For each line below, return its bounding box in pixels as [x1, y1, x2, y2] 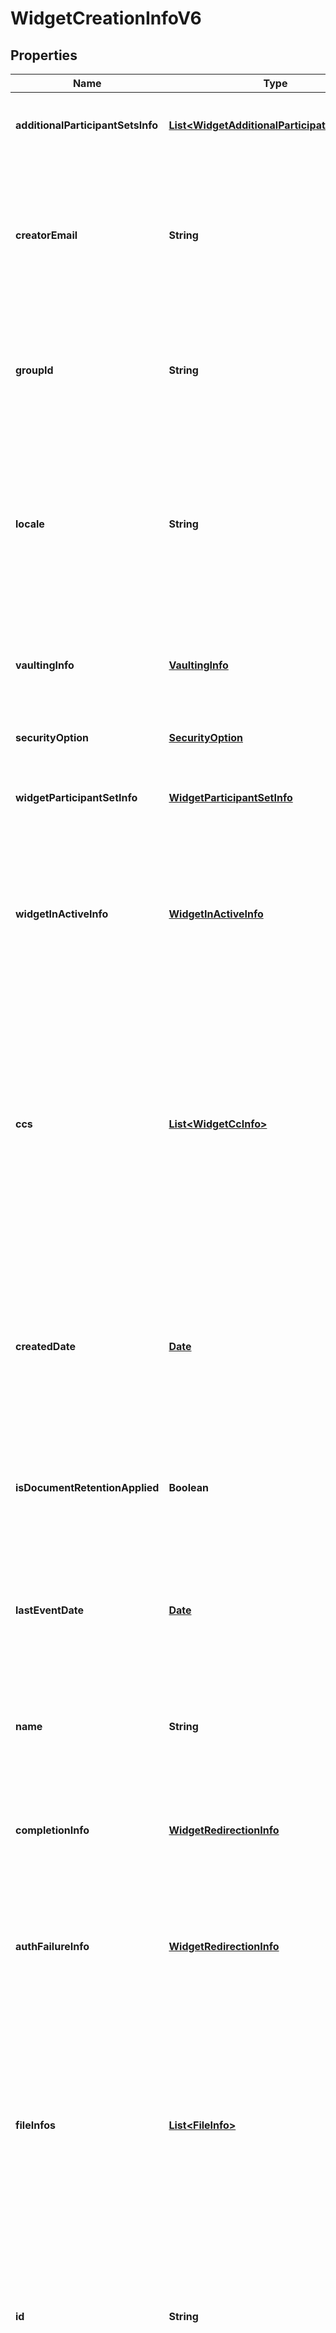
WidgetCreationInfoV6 [10, 7, 202, 30]
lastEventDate [15, 1603, 84, 1617]
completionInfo [15, 1823, 90, 1837]
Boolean [168, 1481, 209, 1494]
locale [15, 517, 45, 531]
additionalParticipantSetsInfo [15, 118, 158, 132]
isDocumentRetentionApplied [15, 1481, 160, 1494]
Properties [10, 47, 78, 64]
